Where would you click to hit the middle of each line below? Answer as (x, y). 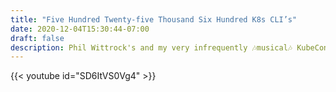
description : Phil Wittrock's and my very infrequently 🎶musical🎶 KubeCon (169, 47)
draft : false (37, 38)
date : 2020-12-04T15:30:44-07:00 (80, 29)
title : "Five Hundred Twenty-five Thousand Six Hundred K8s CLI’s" (154, 19)
